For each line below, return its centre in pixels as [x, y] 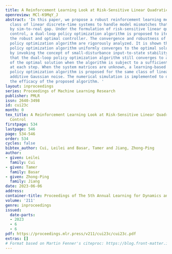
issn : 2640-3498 [23, 100]
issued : [14, 210]
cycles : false [20, 143]
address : [15, 191]
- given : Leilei [23, 158]
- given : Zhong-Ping [27, 177]
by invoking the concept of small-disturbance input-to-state [78, 53]
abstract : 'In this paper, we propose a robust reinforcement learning [83, 19]
